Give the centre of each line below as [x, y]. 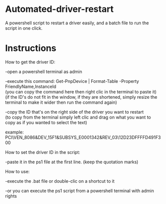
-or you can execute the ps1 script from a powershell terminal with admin [80, 191]
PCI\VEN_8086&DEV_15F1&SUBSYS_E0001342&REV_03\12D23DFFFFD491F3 [83, 137]
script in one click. [24, 28]
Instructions [31, 48]
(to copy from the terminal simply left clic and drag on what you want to [78, 117]
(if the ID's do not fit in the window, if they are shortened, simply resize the [81, 97]
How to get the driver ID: [30, 62]
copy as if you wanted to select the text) [46, 122]
